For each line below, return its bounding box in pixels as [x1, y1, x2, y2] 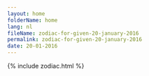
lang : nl [7, 23, 33, 30]
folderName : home [7, 17, 58, 24]
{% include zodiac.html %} [7, 62, 85, 70]
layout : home [7, 10, 45, 17]
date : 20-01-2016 [7, 43, 58, 50]
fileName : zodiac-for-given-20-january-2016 [7, 29, 139, 37]
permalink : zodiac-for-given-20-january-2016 [7, 36, 142, 43]
